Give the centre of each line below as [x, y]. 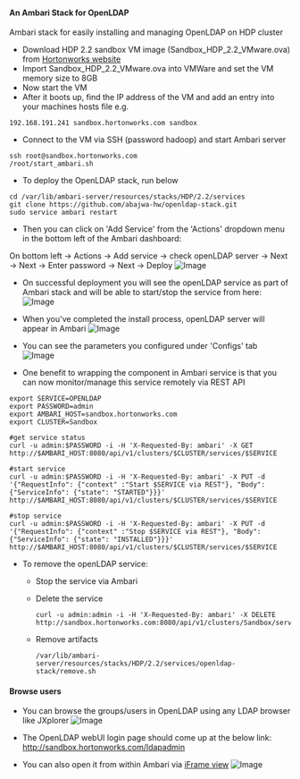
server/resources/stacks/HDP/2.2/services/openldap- [136, 664]
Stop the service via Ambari [87, 581]
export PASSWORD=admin [51, 407]
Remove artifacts [67, 639]
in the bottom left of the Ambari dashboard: [102, 239]
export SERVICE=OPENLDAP [55, 399]
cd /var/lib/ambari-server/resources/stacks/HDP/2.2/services [127, 197]
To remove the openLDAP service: [85, 564]
